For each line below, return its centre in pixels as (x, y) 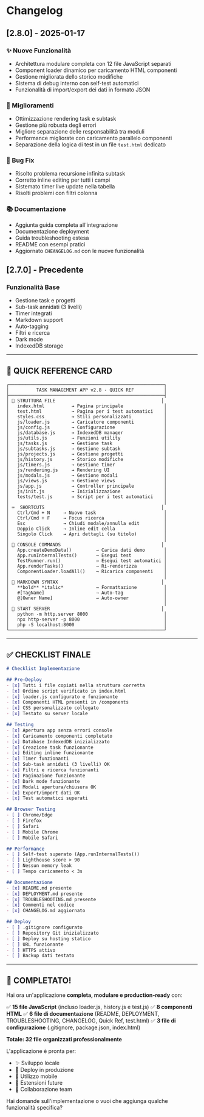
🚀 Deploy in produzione (44, 1070)
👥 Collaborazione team (44, 1090)
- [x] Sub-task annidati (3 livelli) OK (58, 765)
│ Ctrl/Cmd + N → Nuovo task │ (87, 513)
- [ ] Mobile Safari (32, 838)
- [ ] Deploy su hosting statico (49, 939)
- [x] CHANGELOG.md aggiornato (46, 911)
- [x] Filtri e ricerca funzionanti (53, 770)
